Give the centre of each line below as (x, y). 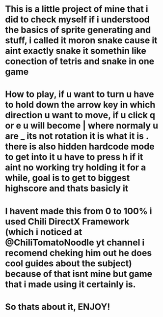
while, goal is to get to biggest (68, 178)
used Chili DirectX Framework (67, 221)
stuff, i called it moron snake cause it (81, 41)
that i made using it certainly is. (70, 284)
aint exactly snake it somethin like (76, 51)
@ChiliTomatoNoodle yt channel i (75, 242)
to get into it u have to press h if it (74, 157)
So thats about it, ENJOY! (58, 307)
